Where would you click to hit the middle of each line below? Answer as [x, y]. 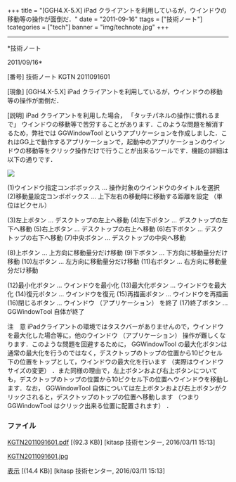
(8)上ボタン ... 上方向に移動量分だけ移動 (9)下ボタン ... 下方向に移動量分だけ [118, 253]
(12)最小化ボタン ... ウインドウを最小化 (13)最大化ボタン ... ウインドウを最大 [117, 285]
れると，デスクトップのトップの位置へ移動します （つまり [116, 397]
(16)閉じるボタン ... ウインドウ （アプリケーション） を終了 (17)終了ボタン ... [118, 303]
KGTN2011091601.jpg [38, 457]
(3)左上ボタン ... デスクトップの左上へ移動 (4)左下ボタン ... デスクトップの [115, 220]
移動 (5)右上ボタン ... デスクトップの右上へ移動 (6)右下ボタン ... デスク [121, 229]
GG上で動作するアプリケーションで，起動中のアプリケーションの [113, 142]
